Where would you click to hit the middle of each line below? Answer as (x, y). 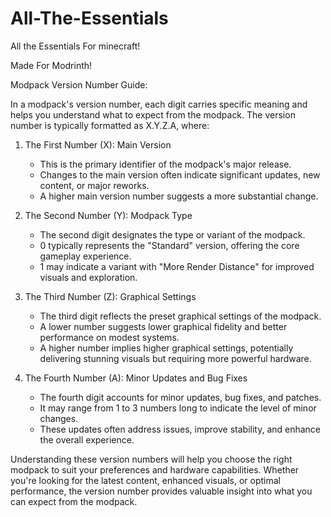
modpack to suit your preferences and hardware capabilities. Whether (155, 469)
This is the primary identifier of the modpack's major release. (165, 164)
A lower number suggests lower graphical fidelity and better (163, 326)
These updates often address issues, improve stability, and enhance (180, 429)
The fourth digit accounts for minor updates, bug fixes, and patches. (180, 397)
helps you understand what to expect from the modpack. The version (153, 114)
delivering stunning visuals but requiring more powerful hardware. (175, 358)
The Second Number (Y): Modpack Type (108, 215)
